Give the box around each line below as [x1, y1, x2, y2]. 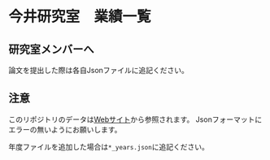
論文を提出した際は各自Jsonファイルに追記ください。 [8, 66, 189, 75]
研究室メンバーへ [8, 42, 94, 56]
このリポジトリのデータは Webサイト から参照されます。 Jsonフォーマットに [8, 115, 263, 124]
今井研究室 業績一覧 [8, 7, 152, 26]
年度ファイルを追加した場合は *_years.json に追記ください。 [8, 141, 209, 151]
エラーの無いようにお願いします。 [8, 124, 122, 134]
